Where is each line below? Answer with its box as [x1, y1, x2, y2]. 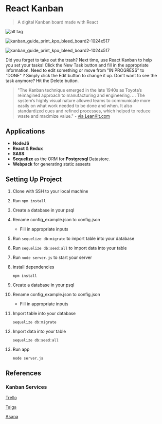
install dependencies [12, 264, 54, 270]
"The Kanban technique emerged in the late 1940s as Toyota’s [17, 87, 142, 93]
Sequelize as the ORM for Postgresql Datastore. [12, 156, 110, 162]
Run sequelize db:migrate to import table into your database [12, 235, 135, 241]
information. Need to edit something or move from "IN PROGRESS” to [5, 67, 144, 73]
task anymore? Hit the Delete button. [5, 78, 79, 84]
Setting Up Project [5, 175, 62, 184]
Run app [12, 346, 30, 352]
